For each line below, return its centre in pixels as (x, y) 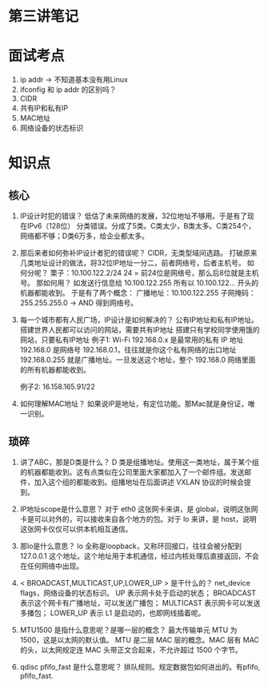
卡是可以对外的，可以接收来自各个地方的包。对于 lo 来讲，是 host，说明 (138, 519)
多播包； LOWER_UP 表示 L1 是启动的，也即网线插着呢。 (112, 613)
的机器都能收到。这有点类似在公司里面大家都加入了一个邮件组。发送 (132, 471)
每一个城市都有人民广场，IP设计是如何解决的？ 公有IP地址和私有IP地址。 (139, 320)
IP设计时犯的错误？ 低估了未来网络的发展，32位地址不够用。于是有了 (134, 216)
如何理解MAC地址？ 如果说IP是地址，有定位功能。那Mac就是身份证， (134, 404)
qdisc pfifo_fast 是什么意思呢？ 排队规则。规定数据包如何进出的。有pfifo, (140, 666)
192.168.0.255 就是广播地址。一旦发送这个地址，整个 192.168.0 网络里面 (138, 360)
